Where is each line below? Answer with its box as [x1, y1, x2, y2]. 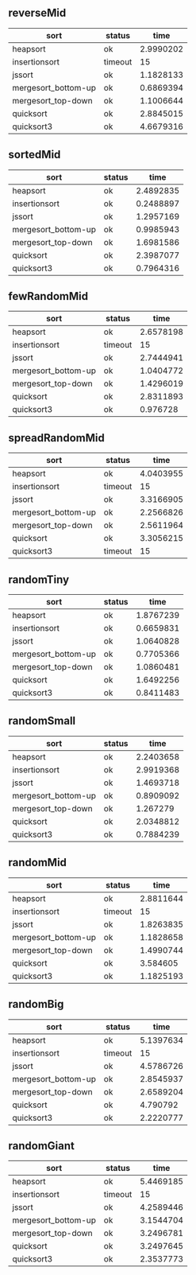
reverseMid [8, 6, 67, 20]
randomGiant [8, 1139, 75, 1153]
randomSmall [8, 714, 76, 728]
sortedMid [8, 148, 61, 161]
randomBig [8, 997, 64, 1011]
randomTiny [8, 573, 70, 586]
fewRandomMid [8, 290, 89, 303]
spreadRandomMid [8, 431, 105, 445]
